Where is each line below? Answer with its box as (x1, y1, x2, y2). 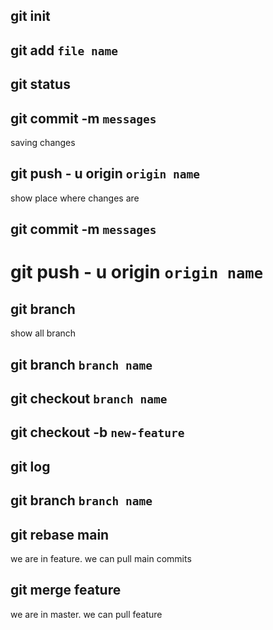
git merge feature (10, 582, 122, 599)
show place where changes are (10, 192, 140, 204)
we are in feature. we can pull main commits (10, 552, 192, 564)
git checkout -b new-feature (10, 424, 185, 441)
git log (10, 458, 51, 475)
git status (10, 76, 71, 93)
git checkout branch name (10, 390, 168, 407)
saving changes (10, 136, 76, 148)
